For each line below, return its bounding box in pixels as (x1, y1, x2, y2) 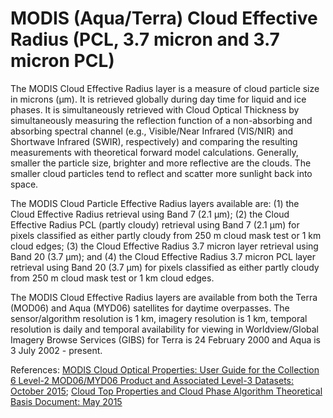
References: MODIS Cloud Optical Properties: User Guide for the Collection (10, 363, 320, 376)
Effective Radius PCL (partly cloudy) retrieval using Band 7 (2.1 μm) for (10, 218, 300, 231)
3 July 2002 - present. (10, 344, 103, 356)
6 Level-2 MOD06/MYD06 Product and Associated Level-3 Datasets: (10, 374, 295, 386)
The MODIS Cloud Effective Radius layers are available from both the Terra (10, 291, 318, 303)
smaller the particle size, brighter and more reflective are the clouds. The (10, 157, 312, 169)
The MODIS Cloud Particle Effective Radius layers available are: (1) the (10, 197, 300, 209)
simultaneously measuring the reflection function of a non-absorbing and (10, 114, 313, 126)
